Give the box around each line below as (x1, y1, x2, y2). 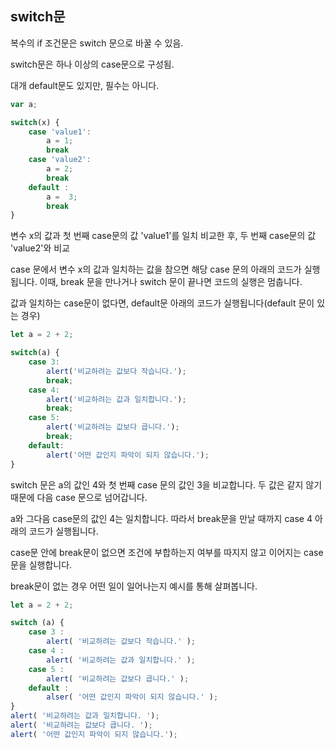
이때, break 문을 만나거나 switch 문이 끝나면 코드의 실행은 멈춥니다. (39, 276, 303, 288)
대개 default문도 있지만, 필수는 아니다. (10, 79, 160, 91)
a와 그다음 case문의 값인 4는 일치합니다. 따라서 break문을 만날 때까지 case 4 (10, 512, 313, 524)
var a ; (10, 99, 38, 109)
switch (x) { (10, 117, 60, 127)
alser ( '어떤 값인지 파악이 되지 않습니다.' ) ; (46, 692, 219, 702)
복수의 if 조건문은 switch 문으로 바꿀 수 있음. (10, 37, 184, 49)
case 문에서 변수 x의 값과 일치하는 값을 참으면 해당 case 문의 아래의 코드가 (10, 263, 302, 276)
